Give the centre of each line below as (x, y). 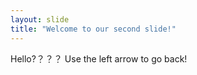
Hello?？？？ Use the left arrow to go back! (99, 58)
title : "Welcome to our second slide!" (93, 29)
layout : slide (40, 19)
